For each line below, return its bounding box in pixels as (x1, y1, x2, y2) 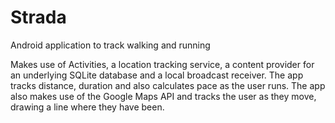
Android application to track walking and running (10, 39, 211, 51)
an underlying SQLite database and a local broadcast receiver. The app (10, 69, 304, 81)
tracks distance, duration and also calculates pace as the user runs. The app (10, 79, 326, 91)
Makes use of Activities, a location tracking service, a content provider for (10, 58, 315, 70)
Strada (10, 6, 67, 29)
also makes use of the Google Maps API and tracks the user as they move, (10, 90, 317, 102)
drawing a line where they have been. (10, 101, 165, 113)
